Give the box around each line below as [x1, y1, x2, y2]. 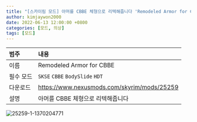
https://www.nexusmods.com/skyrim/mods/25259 [38, 83, 179, 91]
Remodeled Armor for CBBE [38, 61, 115, 69]
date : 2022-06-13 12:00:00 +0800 [6, 19, 88, 25]
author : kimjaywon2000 [6, 14, 62, 20]
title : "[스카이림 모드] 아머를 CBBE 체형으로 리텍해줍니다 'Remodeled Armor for [6, 8, 188, 15]
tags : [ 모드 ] [6, 30, 36, 36]
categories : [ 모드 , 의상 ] [6, 25, 64, 31]
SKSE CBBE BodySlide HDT [38, 73, 103, 80]
